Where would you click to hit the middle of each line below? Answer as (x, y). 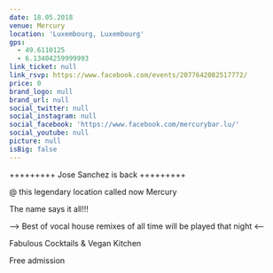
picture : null (35, 141)
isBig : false (33, 149)
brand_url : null (39, 100)
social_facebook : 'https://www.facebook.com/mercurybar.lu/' (125, 125)
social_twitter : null (49, 108)
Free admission (37, 260)
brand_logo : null (41, 91)
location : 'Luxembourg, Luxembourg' (77, 34)
